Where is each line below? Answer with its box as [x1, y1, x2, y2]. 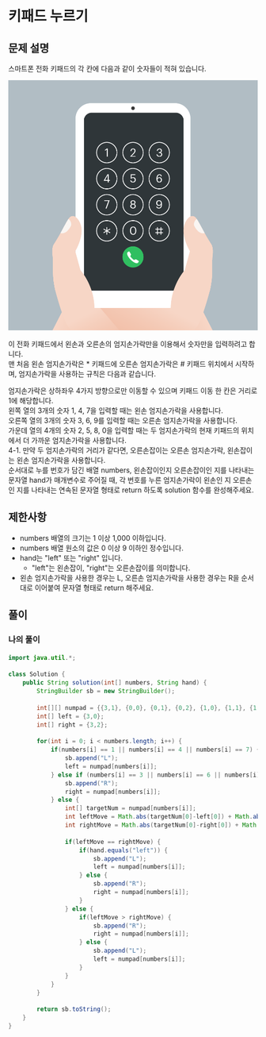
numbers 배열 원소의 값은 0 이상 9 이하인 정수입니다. [19, 543, 184, 553]
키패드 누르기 [8, 7, 89, 25]
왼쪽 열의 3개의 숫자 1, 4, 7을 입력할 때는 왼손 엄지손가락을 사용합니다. [8, 406, 224, 415]
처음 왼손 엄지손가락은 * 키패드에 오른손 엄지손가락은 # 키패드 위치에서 [16, 359, 234, 368]
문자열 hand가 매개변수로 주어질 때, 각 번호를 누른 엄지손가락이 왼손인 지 [8, 476, 231, 484]
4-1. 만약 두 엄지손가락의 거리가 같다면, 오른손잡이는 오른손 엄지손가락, [8, 445, 226, 455]
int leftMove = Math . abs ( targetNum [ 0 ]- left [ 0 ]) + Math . [64, 813, 253, 821]
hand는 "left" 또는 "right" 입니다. [19, 553, 123, 562]
